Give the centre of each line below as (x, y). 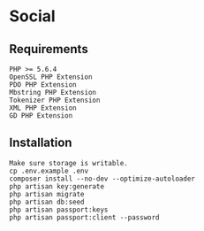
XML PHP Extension (43, 108)
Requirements (49, 49)
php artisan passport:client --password (85, 217)
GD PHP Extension (41, 116)
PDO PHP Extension (43, 85)
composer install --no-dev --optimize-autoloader (102, 179)
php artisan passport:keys (59, 210)
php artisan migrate (47, 194)
